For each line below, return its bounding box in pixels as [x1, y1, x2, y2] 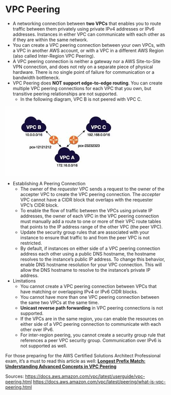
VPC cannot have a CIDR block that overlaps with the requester [20, 196, 154, 203]
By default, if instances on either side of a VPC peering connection [20, 245, 160, 251]
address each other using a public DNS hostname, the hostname [20, 250, 156, 257]
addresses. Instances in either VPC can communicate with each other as [12, 31, 165, 37]
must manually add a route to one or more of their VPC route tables [20, 218, 161, 224]
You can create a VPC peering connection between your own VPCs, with [12, 42, 165, 48]
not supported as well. [20, 343, 67, 349]
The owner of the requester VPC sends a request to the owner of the [20, 186, 164, 192]
